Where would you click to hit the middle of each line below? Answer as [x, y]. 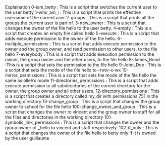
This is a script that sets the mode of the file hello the [102, 75]
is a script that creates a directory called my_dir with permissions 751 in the [82, 96]
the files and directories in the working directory [54, 117]
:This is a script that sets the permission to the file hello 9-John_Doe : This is [83, 65]
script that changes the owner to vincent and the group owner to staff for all [83, 112]
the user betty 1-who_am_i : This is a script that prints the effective [73, 12]
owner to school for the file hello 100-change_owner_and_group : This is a [81, 107]
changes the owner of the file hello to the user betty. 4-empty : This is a [79, 28]
